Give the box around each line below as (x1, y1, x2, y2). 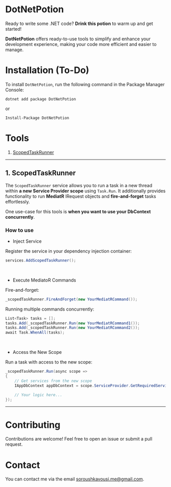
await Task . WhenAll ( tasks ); (5, 330, 65, 335)
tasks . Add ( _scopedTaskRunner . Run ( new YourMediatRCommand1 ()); (5, 320, 140, 326)
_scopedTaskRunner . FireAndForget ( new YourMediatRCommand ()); (5, 297, 138, 302)
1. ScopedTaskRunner (5, 169, 76, 177)
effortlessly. (5, 198, 31, 204)
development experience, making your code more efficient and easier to (5, 41, 157, 47)
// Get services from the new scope (14, 378, 93, 383)
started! (5, 25, 22, 32)
